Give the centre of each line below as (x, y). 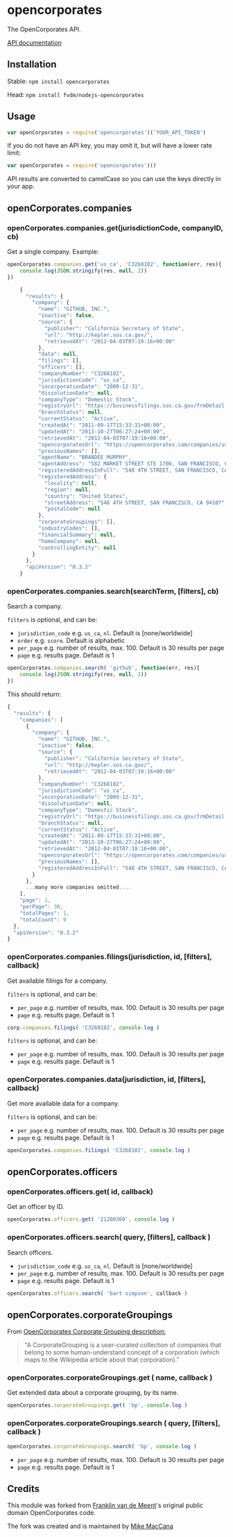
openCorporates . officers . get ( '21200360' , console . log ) (91, 1219)
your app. (21, 187)
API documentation (35, 42)
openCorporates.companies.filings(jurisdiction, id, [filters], (110, 957)
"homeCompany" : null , (69, 541)
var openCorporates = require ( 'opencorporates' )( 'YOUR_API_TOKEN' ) (107, 132)
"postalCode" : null (72, 509)
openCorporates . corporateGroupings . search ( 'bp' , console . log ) (102, 1446)
